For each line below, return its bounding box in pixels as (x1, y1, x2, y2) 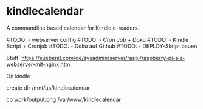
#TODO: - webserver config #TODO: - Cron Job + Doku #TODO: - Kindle (6, 36, 189, 43)
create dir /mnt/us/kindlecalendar (6, 84, 90, 91)
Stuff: (6, 54, 20, 61)
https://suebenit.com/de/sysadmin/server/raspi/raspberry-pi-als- (21, 54, 185, 61)
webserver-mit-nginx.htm (6, 61, 71, 68)
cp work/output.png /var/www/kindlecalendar (6, 96, 122, 103)
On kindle (6, 72, 30, 79)
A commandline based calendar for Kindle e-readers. (6, 24, 140, 31)
